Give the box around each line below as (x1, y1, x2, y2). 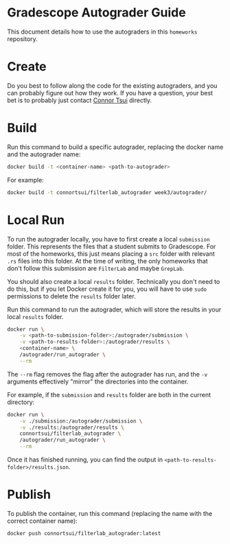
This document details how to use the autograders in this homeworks (7, 27, 198, 36)
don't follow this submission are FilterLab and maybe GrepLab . (7, 264, 185, 272)
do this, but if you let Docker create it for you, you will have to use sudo (7, 285, 207, 293)
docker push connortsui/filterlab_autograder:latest (7, 530, 161, 536)
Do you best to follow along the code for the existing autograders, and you (7, 81, 218, 90)
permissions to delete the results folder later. (7, 292, 136, 300)
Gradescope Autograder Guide (7, 5, 187, 21)
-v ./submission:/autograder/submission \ (19, 417, 143, 425)
